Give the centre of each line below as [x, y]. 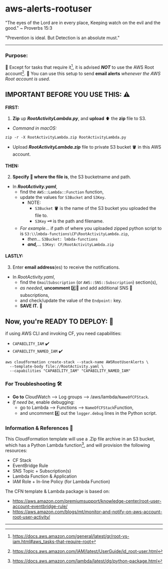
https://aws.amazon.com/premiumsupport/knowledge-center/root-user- [87, 501]
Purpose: [17, 55]
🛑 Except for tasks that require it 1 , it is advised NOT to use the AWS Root [79, 67]
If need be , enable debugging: [43, 402]
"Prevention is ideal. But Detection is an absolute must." [62, 38]
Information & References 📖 [39, 428]
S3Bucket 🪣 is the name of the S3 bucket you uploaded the [95, 208]
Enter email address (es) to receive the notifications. [66, 267]
